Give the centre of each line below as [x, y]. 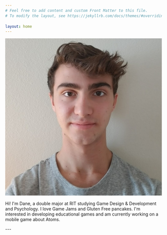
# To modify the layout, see [35, 16]
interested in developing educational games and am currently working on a [82, 214]
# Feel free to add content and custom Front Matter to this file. [77, 10]
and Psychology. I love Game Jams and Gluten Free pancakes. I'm [73, 209]
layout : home [19, 26]
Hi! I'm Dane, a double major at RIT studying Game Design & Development [81, 204]
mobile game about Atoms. [33, 220]
